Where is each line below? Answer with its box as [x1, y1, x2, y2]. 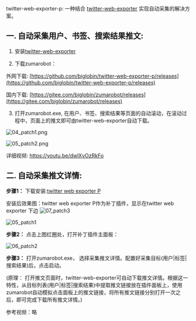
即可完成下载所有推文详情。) [16, 296, 83, 303]
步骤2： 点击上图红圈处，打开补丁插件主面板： [6, 231, 119, 238]
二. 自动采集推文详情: [6, 171, 82, 181]
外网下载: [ [6, 72, 32, 79]
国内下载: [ [6, 91, 32, 98]
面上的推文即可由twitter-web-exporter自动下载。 [35, 117, 153, 124]
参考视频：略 [6, 308, 37, 315]
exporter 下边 [6, 207, 39, 214]
